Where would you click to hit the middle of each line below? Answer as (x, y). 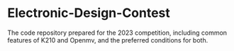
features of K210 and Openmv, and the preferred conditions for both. (108, 40)
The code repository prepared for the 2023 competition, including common (117, 33)
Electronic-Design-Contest (89, 13)
